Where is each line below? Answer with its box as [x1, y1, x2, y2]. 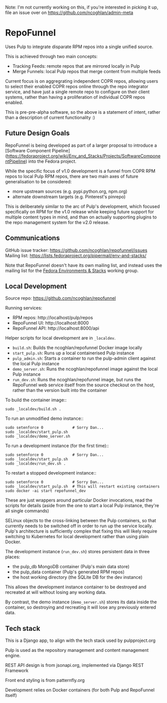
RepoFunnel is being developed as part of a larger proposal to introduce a [5, 142, 157, 148]
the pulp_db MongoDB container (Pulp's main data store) [12, 564, 130, 570]
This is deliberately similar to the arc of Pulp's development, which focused [5, 203, 160, 209]
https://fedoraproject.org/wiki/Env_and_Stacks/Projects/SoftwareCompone [6, 153, 161, 159]
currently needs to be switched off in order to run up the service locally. [5, 523, 153, 529]
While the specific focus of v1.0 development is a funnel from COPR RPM [5, 168, 156, 174]
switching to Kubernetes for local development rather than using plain [5, 534, 149, 540]
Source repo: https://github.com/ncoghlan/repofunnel [5, 295, 116, 301]
